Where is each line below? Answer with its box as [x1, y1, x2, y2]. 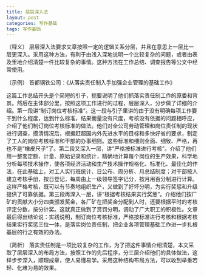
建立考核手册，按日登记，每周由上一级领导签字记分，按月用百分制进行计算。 [6, 176, 198, 183]
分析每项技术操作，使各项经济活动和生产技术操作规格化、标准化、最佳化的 [6, 160, 192, 168]
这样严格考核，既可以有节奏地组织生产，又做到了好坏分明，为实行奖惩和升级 [6, 183, 198, 190]
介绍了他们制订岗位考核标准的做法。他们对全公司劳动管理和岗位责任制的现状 [6, 122, 198, 129]
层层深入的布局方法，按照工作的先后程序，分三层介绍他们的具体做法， [16, 249, 192, 256]
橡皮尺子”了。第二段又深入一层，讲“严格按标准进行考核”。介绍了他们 [24, 145, 197, 152]
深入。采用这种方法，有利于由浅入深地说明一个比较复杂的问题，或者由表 [16, 51, 198, 58]
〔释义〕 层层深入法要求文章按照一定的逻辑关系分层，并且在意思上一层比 [6, 43, 189, 50]
